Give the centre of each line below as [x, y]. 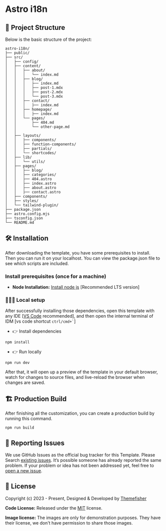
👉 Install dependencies [37, 331]
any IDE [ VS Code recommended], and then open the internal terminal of [79, 316]
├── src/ [14, 57]
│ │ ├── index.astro [31, 183]
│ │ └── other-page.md [37, 127]
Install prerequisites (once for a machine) [56, 276]
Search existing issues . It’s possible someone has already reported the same [83, 460]
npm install [17, 342]
